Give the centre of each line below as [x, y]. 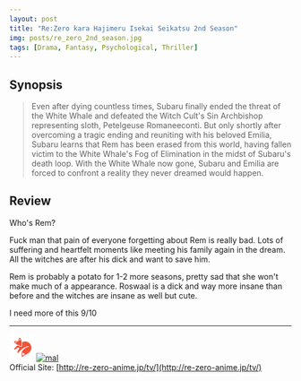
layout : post [34, 19]
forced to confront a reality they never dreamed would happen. [147, 173]
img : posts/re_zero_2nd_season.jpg [76, 38]
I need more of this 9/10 [53, 313]
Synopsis [36, 85]
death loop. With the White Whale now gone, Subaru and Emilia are [155, 164]
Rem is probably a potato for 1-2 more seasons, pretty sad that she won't [144, 276]
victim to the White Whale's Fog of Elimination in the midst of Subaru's [161, 154]
